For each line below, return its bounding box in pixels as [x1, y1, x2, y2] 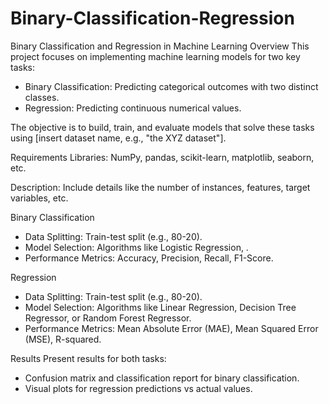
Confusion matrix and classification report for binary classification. [24, 372, 300, 384]
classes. [24, 91, 60, 103]
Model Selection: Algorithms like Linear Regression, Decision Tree [24, 301, 297, 313]
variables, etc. [10, 192, 69, 204]
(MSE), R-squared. [24, 333, 102, 345]
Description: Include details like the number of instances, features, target [10, 181, 311, 193]
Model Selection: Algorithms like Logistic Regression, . [24, 241, 249, 253]
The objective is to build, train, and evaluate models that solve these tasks [10, 121, 315, 133]
